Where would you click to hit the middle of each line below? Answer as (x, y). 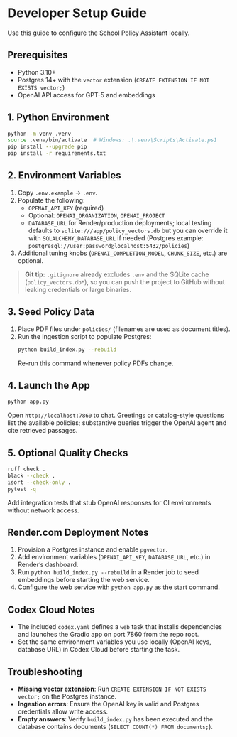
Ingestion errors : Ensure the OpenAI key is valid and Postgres (108, 704)
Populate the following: (51, 200)
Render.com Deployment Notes (78, 532)
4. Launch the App (49, 385)
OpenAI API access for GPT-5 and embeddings (86, 95)
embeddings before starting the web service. (84, 580)
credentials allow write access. (63, 711)
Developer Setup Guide (77, 13)
